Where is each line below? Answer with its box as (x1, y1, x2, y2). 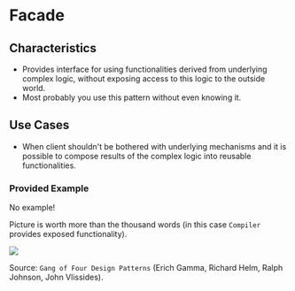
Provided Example (9, 182, 89, 195)
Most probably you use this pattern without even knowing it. (21, 92, 242, 103)
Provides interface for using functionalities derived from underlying (21, 64, 268, 74)
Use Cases (9, 118, 70, 133)
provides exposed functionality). (9, 229, 128, 240)
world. (21, 83, 46, 93)
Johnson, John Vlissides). (9, 272, 104, 283)
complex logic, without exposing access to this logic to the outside (21, 73, 266, 84)
